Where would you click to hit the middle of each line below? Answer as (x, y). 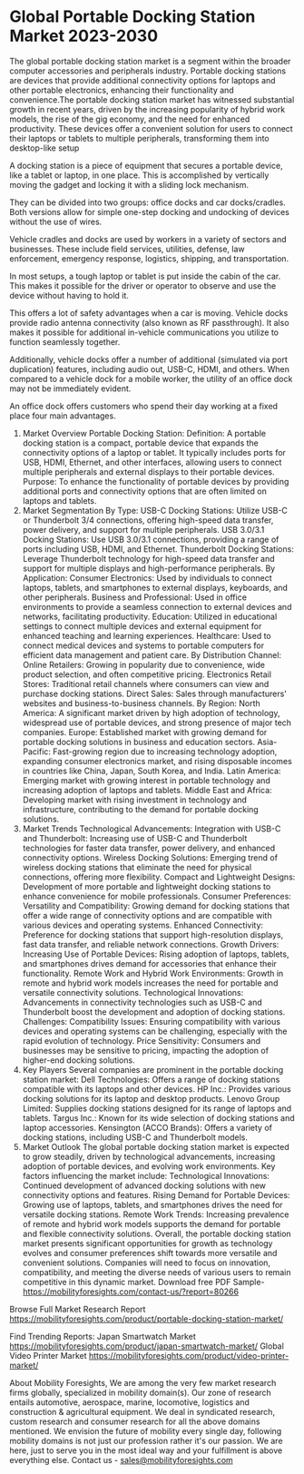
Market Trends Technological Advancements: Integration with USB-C (152, 829)
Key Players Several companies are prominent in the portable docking (153, 1069)
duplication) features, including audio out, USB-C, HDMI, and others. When (150, 368)
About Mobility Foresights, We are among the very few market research (143, 1382)
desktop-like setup (44, 148)
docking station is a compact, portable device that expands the (140, 443)
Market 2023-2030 (84, 36)
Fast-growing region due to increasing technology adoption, (165, 752)
